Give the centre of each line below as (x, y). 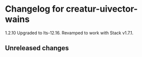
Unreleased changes (37, 48)
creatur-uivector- (102, 9)
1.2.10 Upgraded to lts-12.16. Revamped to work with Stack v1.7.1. (69, 33)
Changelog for (35, 9)
